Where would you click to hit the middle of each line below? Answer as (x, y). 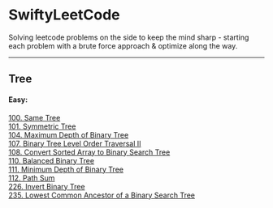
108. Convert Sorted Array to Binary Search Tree (89, 152)
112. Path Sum (32, 178)
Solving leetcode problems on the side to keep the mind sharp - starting (129, 37)
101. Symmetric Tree (42, 126)
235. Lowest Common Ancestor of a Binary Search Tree (102, 195)
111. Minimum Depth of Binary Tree (66, 169)
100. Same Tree (35, 117)
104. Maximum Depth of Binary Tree (69, 134)
